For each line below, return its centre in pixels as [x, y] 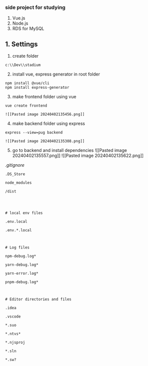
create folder [25, 56]
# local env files [24, 213]
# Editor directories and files [38, 299]
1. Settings [21, 44]
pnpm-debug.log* [22, 282]
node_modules [18, 183]
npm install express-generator [37, 88]
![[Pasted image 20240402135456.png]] [45, 114]
